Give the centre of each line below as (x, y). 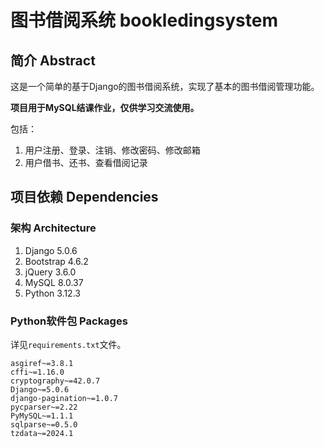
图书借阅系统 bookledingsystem (144, 20)
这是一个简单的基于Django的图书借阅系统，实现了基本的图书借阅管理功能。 (165, 86)
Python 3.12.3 (52, 293)
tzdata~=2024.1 (42, 433)
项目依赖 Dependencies (84, 197)
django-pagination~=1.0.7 (64, 398)
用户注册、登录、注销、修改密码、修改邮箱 (112, 150)
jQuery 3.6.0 (50, 272)
